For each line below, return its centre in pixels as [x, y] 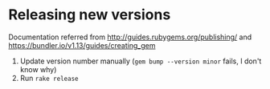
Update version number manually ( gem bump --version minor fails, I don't [141, 61]
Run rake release [49, 78]
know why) [38, 69]
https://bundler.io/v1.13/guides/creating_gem [82, 45]
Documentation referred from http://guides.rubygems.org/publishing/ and [130, 37]
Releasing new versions [90, 15]
